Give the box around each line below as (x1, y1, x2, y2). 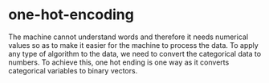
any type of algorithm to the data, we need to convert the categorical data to (8, 49, 262, 58)
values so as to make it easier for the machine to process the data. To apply (8, 40, 259, 49)
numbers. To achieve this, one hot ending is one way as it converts (8, 57, 230, 67)
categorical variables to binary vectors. (8, 65, 138, 75)
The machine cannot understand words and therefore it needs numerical (8, 32, 249, 41)
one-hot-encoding (8, 6, 134, 24)
